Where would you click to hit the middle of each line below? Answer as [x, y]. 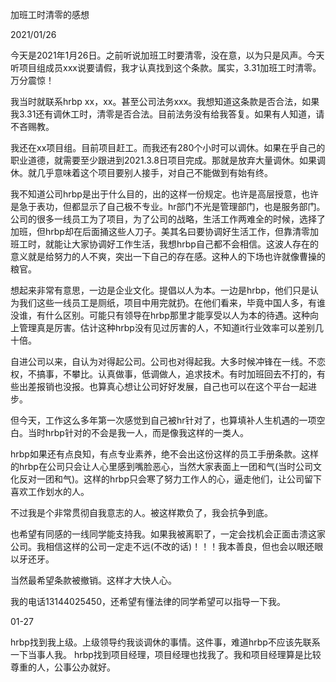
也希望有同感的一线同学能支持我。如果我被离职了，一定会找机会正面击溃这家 [168, 534]
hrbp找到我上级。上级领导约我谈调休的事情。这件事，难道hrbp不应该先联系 [165, 642]
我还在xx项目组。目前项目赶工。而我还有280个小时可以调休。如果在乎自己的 [168, 147]
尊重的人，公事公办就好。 [63, 667]
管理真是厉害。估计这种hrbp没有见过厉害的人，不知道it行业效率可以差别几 [171, 327]
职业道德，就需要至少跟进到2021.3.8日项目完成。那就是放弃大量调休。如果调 [168, 160]
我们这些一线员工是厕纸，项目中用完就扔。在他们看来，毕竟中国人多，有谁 [172, 302]
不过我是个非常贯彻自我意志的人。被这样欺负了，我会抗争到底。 [141, 512]
